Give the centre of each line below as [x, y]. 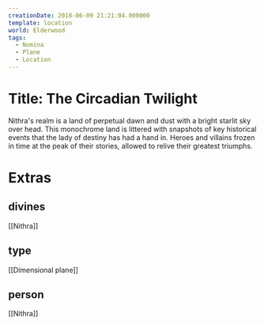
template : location [40, 23]
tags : [17, 38]
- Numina [30, 45]
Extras [30, 178]
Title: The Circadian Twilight [103, 99]
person [26, 295]
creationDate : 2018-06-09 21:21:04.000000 [79, 15]
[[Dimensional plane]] [43, 270]
